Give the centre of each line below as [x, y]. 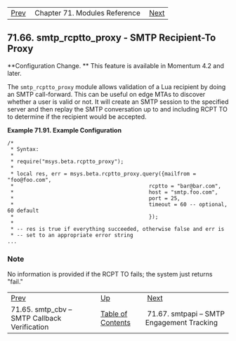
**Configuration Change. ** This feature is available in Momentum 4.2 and [116, 65]
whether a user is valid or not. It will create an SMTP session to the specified [118, 102]
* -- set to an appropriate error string [72, 235]
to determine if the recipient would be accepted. [77, 116]
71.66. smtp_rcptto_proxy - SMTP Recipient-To [112, 38]
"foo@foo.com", [29, 180]
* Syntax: [25, 149]
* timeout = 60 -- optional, [119, 204]
